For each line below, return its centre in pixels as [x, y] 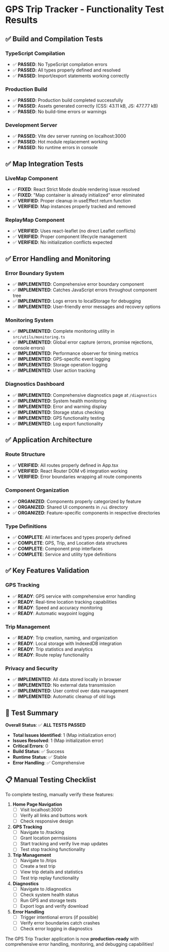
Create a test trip [38, 866]
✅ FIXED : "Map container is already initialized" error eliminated [78, 195]
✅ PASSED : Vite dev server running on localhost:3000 [69, 136]
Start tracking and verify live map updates [64, 844]
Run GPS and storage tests [48, 900]
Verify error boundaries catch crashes [60, 923]
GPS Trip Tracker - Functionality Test [84, 9]
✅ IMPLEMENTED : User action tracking [54, 370]
